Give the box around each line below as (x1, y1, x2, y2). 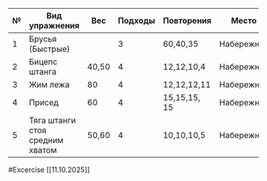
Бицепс (29, 56, 58, 67)
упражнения (29, 20, 80, 31)
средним (29, 135, 64, 145)
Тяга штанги (29, 115, 76, 125)
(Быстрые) (29, 44, 71, 54)
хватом (29, 144, 57, 156)
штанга (29, 67, 57, 77)
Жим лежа (29, 79, 70, 90)
